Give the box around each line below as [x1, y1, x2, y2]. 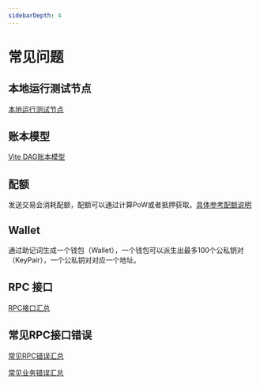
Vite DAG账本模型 [8, 152, 66, 162]
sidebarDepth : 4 [8, 11, 62, 20]
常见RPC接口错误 [8, 329, 92, 342]
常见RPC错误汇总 [8, 351, 65, 360]
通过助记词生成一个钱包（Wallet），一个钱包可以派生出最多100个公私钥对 [8, 246, 244, 255]
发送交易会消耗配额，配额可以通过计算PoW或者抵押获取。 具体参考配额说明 [8, 200, 252, 209]
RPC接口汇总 [8, 303, 51, 312]
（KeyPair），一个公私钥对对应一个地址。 [8, 255, 141, 265]
